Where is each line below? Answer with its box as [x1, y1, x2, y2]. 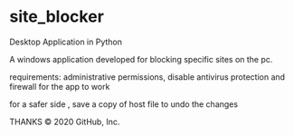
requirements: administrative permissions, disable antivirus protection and [9, 71, 286, 83]
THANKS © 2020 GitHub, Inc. [9, 116, 120, 127]
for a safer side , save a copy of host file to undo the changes [9, 98, 238, 110]
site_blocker [9, 6, 104, 27]
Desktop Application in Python [9, 36, 122, 47]
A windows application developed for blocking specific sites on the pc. [9, 53, 273, 64]
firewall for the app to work [9, 81, 110, 92]
